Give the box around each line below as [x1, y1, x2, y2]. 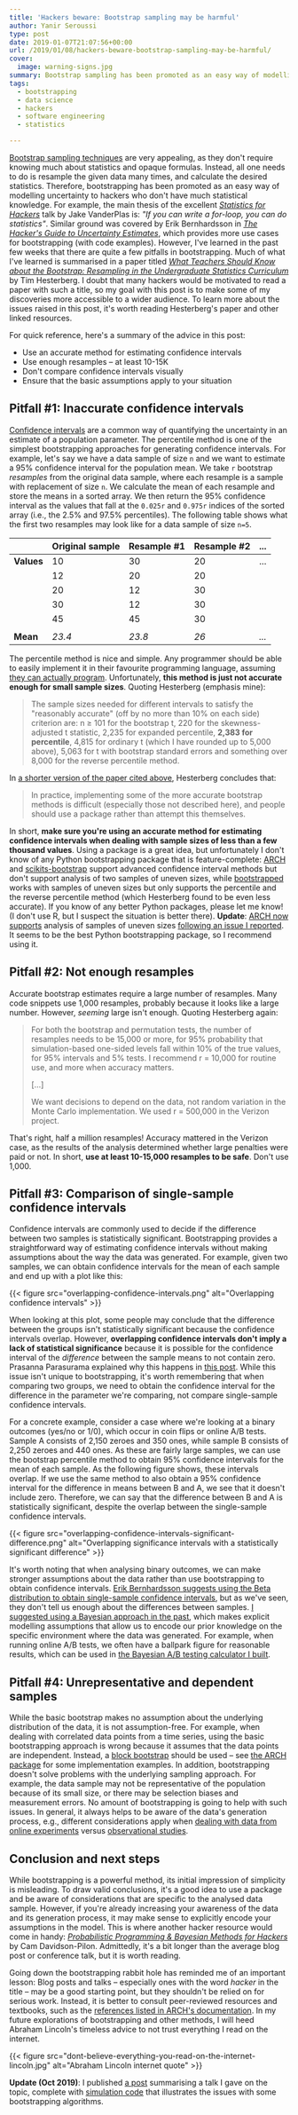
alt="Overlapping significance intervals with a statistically [68, 1537, 278, 1549]
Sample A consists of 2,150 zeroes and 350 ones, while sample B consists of [9, 1435, 289, 1447]
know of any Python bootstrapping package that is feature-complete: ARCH [9, 854, 286, 864]
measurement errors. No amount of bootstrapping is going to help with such [9, 1797, 288, 1808]
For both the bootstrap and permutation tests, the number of [30, 1024, 252, 1035]
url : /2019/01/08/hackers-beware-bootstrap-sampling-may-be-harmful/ [9, 46, 272, 55]
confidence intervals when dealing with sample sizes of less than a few [9, 835, 278, 846]
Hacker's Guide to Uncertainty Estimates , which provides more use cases [9, 228, 279, 238]
